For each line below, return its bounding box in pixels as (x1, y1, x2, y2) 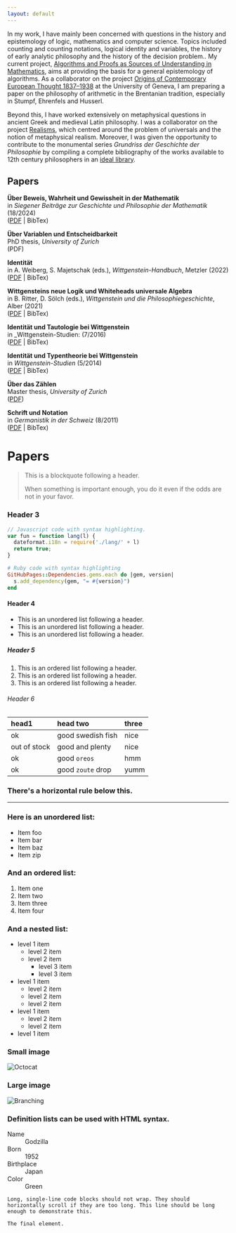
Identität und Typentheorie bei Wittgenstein (7, 352, 138, 360)
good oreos (57, 753, 95, 763)
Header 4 (7, 600, 35, 608)
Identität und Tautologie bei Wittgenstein (7, 323, 130, 331)
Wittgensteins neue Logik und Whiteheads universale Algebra (7, 287, 192, 296)
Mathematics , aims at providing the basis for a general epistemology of (7, 67, 213, 75)
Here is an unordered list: (7, 812, 96, 822)
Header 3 (7, 510, 40, 520)
